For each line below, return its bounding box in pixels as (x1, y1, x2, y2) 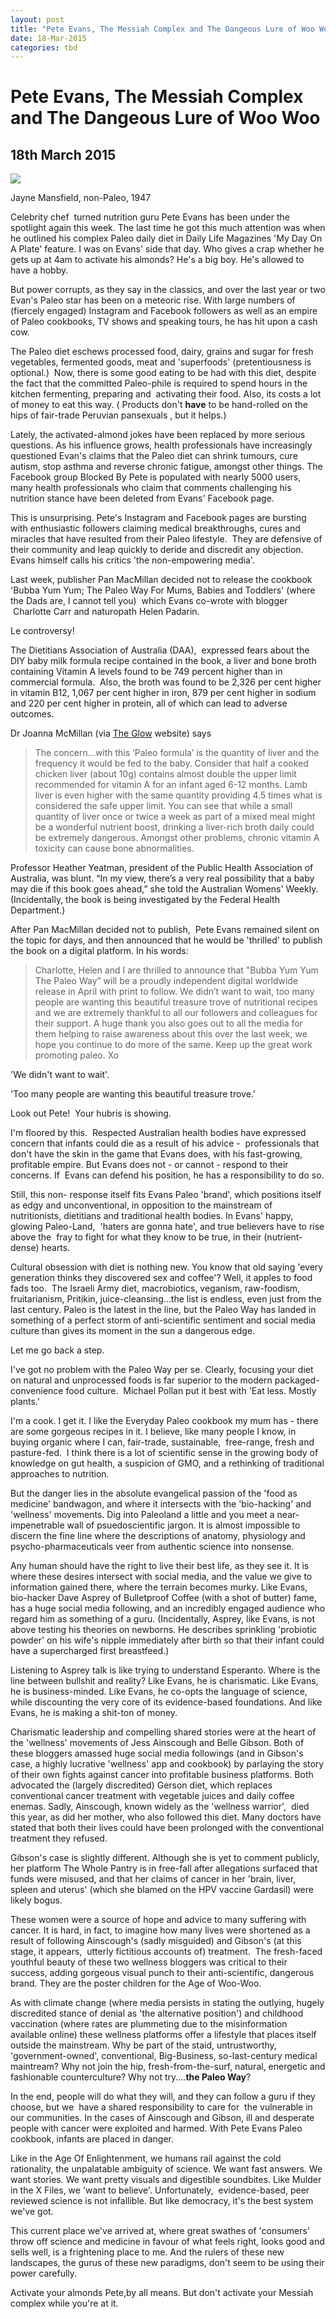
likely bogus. (10, 1894, 63, 1906)
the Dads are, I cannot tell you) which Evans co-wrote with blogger (10, 595, 288, 607)
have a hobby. (10, 264, 69, 276)
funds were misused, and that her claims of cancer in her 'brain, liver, (10, 1873, 297, 1885)
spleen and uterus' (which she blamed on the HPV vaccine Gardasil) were (10, 1884, 314, 1896)
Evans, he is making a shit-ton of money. (10, 1707, 178, 1719)
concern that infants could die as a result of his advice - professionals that (10, 1137, 320, 1150)
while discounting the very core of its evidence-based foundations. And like (10, 1696, 323, 1708)
